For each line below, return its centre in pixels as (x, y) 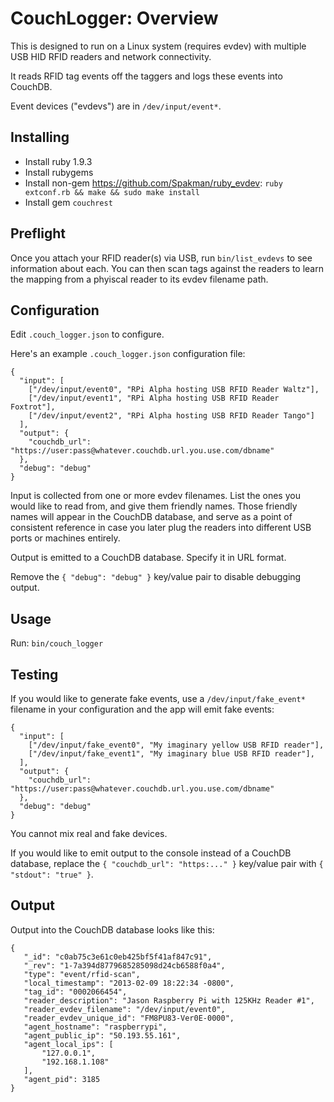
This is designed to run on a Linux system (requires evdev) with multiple (158, 46)
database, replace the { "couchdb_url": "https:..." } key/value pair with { (167, 863)
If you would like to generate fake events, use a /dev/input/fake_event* (158, 698)
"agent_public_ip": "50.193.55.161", (102, 1035)
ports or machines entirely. (65, 538)
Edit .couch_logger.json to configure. (87, 334)
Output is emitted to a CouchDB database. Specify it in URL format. (148, 558)
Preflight (38, 233)
